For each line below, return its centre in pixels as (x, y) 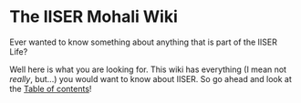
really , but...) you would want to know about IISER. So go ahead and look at (150, 78)
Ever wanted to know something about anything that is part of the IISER (144, 42)
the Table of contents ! (51, 88)
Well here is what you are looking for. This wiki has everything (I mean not (148, 69)
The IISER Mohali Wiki (93, 17)
